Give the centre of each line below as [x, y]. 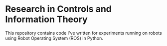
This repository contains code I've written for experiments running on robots [83, 33]
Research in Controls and [59, 9]
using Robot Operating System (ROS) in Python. [54, 38]
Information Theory [47, 19]
